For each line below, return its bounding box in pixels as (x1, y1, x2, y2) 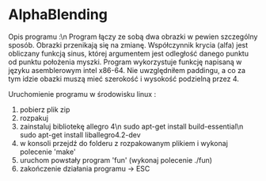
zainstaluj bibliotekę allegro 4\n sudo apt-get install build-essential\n (19, 121, 244, 131)
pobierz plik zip (19, 105, 70, 114)
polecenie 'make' (19, 147, 77, 156)
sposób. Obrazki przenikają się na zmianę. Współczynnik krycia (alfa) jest (8, 40, 249, 49)
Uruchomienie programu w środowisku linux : (8, 89, 157, 98)
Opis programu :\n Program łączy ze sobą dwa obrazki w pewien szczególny (8, 32, 258, 41)
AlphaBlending (8, 6, 108, 24)
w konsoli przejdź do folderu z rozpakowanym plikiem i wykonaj (19, 138, 228, 148)
